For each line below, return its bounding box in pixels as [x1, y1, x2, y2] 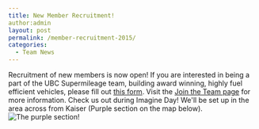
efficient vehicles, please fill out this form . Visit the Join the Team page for [8, 87, 251, 96]
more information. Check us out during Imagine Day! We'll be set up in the [8, 96, 249, 104]
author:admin [8, 19, 51, 27]
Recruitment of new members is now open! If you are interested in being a [8, 70, 250, 79]
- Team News [15, 48, 55, 56]
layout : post [8, 26, 51, 34]
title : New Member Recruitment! [8, 11, 115, 20]
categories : [8, 41, 48, 49]
